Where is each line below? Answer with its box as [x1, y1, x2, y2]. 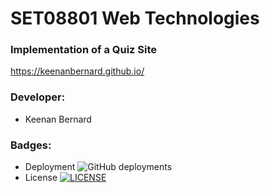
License [24, 172, 58, 184]
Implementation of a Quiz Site [10, 43, 158, 57]
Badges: [10, 138, 52, 152]
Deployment [24, 161, 76, 173]
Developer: [10, 90, 66, 104]
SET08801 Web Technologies [10, 7, 260, 30]
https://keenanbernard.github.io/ [10, 65, 145, 77]
